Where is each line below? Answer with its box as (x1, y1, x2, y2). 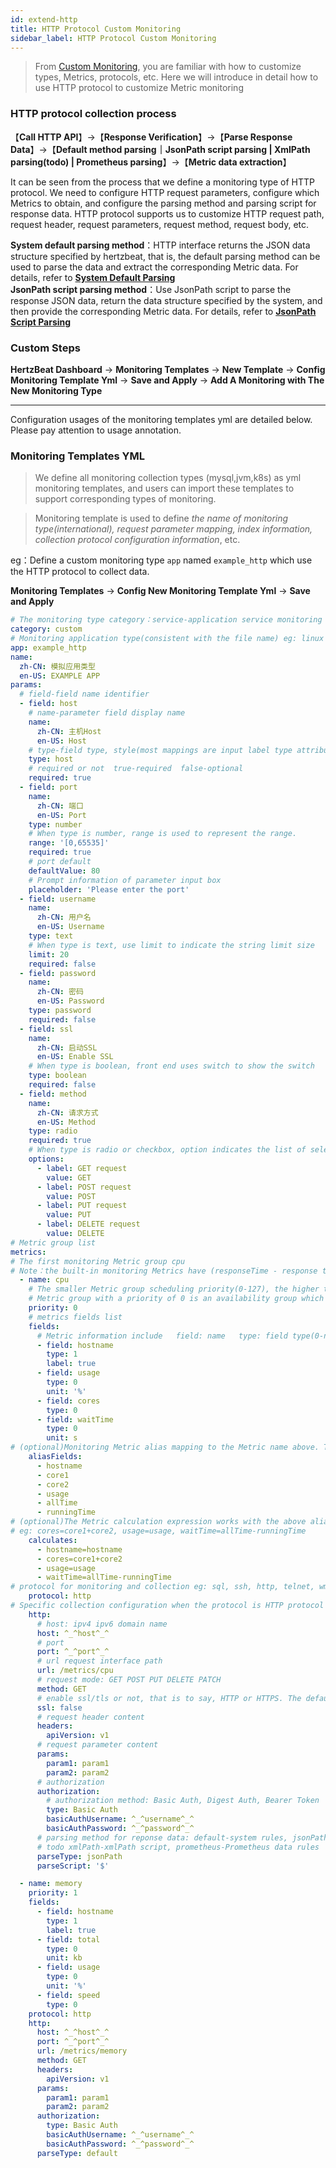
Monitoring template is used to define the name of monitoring (34, 512, 289, 525)
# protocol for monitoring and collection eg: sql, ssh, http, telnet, (10, 1582, 315, 1592)
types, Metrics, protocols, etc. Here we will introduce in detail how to (34, 71, 319, 83)
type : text (28, 931, 74, 941)
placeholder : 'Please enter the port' (28, 884, 190, 895)
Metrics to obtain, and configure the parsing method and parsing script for (10, 197, 317, 209)
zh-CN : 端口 (36, 801, 84, 811)
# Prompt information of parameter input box (28, 875, 222, 885)
